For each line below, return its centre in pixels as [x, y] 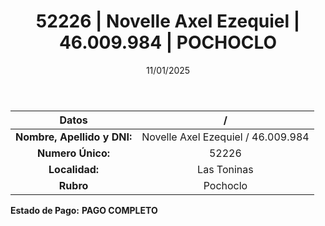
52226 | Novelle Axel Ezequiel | [168, 21]
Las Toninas [225, 169]
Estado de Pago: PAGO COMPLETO [84, 210]
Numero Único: [74, 153]
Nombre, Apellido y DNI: [74, 137]
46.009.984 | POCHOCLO [168, 42]
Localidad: [74, 169]
